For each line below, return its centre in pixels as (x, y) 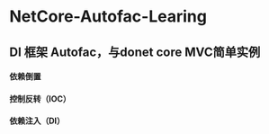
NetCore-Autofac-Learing (108, 17)
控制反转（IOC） (40, 98)
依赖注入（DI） (37, 121)
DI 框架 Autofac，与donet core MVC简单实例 (135, 52)
